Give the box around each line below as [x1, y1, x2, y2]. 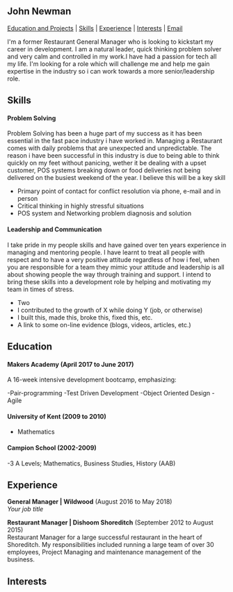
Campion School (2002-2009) [7, 444, 97, 452]
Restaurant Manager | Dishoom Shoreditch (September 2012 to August [7, 518, 214, 527]
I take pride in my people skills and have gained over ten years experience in [7, 240, 227, 249]
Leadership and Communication [7, 225, 102, 233]
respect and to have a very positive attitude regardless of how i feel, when [7, 255, 220, 263]
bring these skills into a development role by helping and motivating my [7, 277, 211, 286]
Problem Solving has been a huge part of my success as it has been [7, 129, 202, 138]
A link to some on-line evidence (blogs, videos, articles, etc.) [17, 320, 191, 329]
